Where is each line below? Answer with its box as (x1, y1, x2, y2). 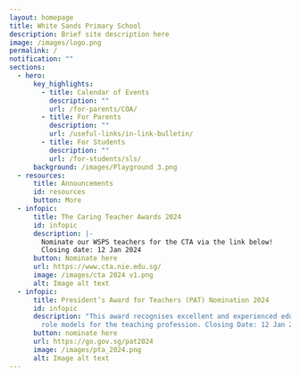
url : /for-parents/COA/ (48, 105, 138, 113)
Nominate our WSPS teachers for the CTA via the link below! (41, 238, 274, 247)
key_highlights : (32, 80, 94, 88)
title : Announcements (32, 180, 114, 188)
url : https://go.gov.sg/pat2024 (32, 337, 154, 346)
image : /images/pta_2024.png (32, 345, 142, 354)
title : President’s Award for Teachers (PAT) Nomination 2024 (32, 296, 270, 305)
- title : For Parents (41, 113, 122, 121)
